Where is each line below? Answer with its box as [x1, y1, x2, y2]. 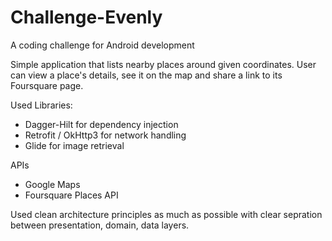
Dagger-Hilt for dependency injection [24, 118, 179, 130]
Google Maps [24, 178, 81, 190]
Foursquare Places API [24, 189, 119, 201]
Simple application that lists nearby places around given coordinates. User [10, 58, 317, 70]
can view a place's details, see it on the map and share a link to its [10, 69, 283, 81]
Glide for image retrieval [24, 139, 125, 151]
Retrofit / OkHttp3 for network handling [24, 129, 187, 141]
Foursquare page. [10, 79, 84, 91]
